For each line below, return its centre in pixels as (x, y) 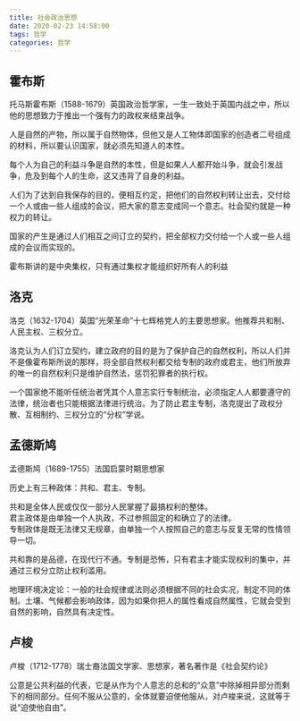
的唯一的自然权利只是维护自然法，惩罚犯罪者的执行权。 (111, 373)
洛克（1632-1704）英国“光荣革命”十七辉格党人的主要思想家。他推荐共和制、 (150, 320)
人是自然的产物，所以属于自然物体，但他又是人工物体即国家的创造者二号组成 (150, 134)
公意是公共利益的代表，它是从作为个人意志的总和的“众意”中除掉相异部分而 (146, 684)
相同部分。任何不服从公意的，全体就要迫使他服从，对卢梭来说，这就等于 (158, 696)
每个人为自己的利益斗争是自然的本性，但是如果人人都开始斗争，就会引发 (142, 165)
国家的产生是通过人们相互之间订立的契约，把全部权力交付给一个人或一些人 (146, 236)
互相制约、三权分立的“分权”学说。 (87, 414)
